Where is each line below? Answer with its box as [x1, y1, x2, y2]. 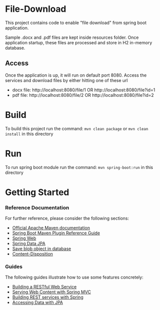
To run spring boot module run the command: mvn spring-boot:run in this [5, 164, 153, 170]
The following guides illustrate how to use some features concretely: [5, 274, 144, 281]
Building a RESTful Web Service [12, 284, 77, 290]
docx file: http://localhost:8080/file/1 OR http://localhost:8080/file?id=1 [12, 87, 156, 93]
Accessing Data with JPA [12, 300, 63, 306]
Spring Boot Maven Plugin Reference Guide [12, 230, 100, 236]
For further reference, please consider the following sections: [5, 215, 129, 222]
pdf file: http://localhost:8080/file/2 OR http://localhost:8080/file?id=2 [12, 92, 154, 98]
